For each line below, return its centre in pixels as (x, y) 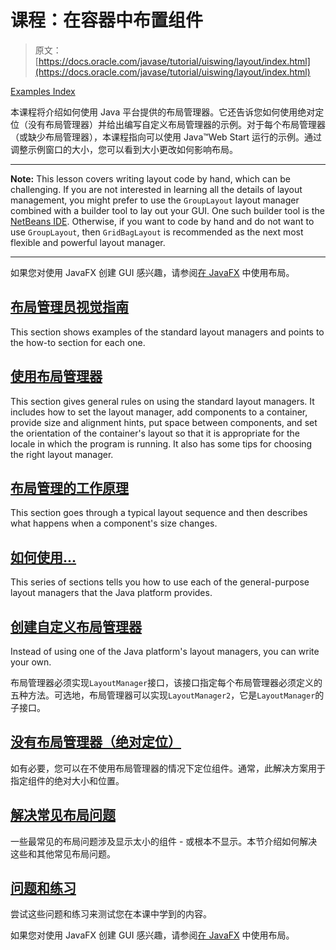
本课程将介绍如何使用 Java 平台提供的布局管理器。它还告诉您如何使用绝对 (163, 112)
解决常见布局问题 (63, 815)
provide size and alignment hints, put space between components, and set (164, 422)
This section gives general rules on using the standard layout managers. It (162, 401)
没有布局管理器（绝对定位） (96, 742)
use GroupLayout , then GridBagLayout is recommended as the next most (157, 232)
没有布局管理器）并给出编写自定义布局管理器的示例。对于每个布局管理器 (176, 124)
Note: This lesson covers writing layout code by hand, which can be (150, 178)
